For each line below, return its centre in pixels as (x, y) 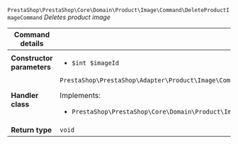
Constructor (32, 58)
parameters (31, 67)
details (32, 44)
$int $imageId (95, 63)
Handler (25, 95)
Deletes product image (77, 17)
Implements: (80, 95)
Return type (32, 130)
